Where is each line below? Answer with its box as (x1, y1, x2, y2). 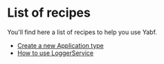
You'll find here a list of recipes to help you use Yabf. (7, 28, 158, 36)
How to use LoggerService (17, 49, 94, 57)
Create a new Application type (17, 41, 104, 49)
